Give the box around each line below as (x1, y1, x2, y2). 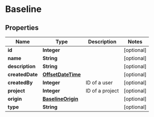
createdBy (7, 79, 33, 86)
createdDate (7, 71, 38, 78)
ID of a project (85, 87, 119, 94)
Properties (5, 23, 39, 32)
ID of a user (85, 79, 113, 86)
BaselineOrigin (42, 95, 79, 102)
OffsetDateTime (42, 71, 81, 78)
